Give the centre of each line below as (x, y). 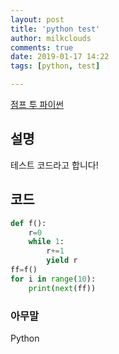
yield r (62, 261)
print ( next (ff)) (62, 288)
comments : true (42, 47)
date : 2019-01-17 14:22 (60, 57)
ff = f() (24, 270)
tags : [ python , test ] (55, 66)
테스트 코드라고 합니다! (54, 165)
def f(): (28, 223)
